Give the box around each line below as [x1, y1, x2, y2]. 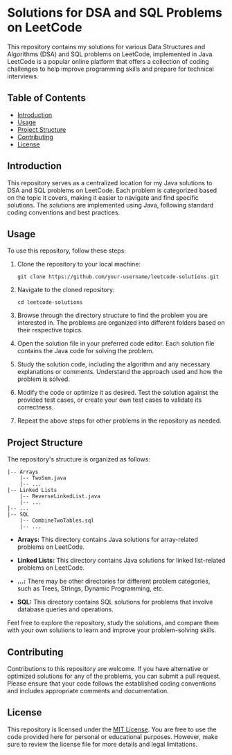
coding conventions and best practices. [7, 208, 121, 217]
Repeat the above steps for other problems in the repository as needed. [17, 416, 222, 425]
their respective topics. [17, 326, 83, 334]
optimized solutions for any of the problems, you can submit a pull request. [7, 672, 221, 680]
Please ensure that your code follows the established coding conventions [7, 679, 217, 688]
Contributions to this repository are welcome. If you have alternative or [7, 665, 209, 672]
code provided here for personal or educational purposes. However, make [7, 732, 218, 740]
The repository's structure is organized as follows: [7, 455, 151, 464]
